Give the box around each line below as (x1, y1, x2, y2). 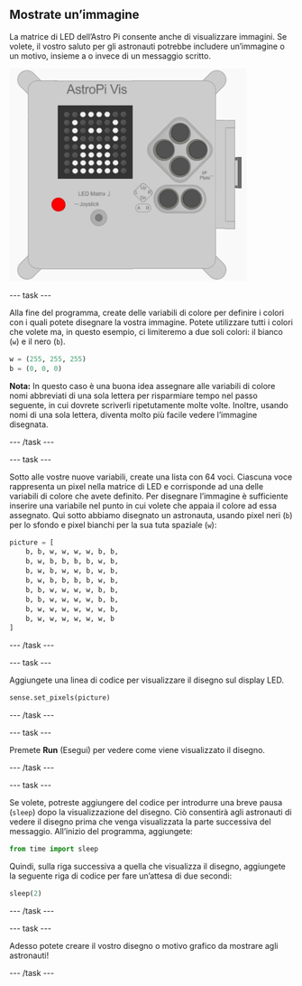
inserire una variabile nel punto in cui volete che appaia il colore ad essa (9, 500, 277, 511)
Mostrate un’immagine (9, 7, 140, 23)
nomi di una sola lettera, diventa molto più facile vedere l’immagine (9, 409, 258, 420)
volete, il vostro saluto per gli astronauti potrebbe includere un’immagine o (9, 41, 286, 51)
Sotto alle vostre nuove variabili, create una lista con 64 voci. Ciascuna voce (9, 471, 293, 482)
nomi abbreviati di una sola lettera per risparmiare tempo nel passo (9, 390, 259, 401)
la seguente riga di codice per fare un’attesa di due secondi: (9, 870, 233, 881)
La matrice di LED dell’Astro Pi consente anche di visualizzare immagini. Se (9, 31, 288, 42)
